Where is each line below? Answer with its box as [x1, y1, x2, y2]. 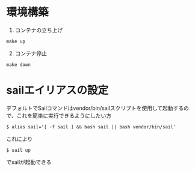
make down [6, 61, 31, 68]
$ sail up [6, 147, 31, 153]
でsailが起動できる [6, 158, 52, 166]
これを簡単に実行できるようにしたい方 [16, 112, 112, 119]
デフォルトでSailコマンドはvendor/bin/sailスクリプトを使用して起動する [6, 104, 184, 112]
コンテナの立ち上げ [14, 26, 63, 34]
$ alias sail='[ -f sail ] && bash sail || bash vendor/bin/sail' [6, 124, 176, 130]
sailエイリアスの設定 [6, 83, 109, 97]
